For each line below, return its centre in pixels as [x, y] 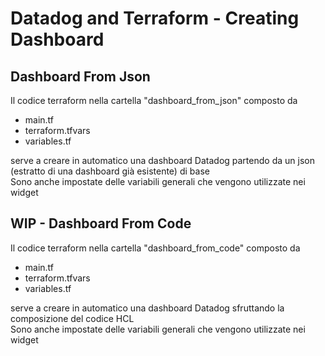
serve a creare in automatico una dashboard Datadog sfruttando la [147, 308]
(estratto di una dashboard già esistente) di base [110, 171]
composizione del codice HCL [72, 318]
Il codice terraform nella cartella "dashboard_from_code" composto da [155, 248]
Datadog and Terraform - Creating [155, 18]
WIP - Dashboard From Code [101, 223]
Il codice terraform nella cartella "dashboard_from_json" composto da [154, 100]
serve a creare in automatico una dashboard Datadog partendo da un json [162, 160]
